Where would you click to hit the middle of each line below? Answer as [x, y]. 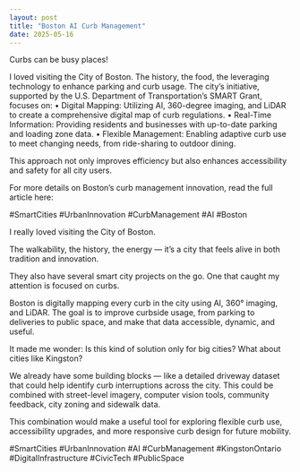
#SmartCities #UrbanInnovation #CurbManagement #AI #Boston [129, 215]
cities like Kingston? [46, 358]
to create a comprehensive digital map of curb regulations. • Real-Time [140, 115]
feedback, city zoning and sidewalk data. [85, 405]
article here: [31, 197]
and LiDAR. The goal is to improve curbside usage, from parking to [132, 313]
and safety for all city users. [61, 170]
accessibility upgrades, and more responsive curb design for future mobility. [150, 432]
